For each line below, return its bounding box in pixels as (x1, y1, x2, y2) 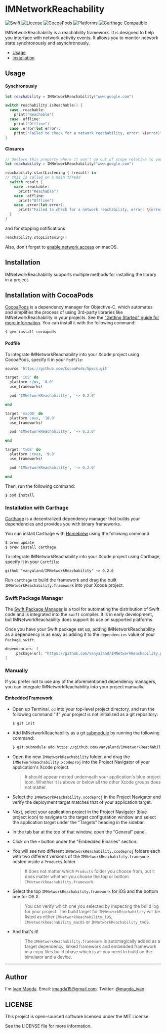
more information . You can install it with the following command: (5, 320, 136, 326)
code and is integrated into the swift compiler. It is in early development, (5, 611, 153, 617)
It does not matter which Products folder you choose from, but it (24, 868, 155, 874)
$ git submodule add (12, 744, 55, 750)
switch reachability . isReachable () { (5, 103, 83, 108)
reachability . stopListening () (5, 235, 68, 240)
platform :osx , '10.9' (9, 415, 56, 420)
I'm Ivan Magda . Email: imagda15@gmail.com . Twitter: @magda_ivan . (5, 986, 146, 992)
